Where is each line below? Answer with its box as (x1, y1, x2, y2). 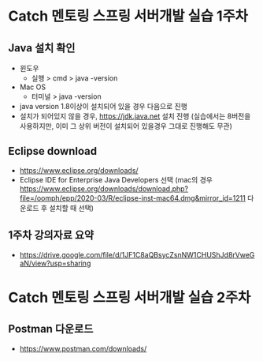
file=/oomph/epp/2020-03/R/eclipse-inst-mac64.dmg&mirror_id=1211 (19, 193, 246, 202)
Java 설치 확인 (8, 41, 76, 55)
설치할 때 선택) (49, 203, 94, 212)
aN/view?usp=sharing (19, 258, 91, 268)
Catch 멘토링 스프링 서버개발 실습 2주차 (8, 288, 251, 306)
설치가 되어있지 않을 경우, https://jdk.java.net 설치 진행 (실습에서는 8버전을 (19, 111, 251, 121)
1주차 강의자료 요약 (8, 228, 94, 242)
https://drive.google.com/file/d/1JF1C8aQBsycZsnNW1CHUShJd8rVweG (19, 250, 255, 259)
